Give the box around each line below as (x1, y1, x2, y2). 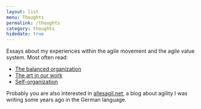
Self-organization (14, 78, 58, 86)
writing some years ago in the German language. (6, 96, 127, 104)
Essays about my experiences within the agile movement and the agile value (6, 47, 195, 54)
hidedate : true (6, 31, 44, 37)
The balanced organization (14, 65, 82, 72)
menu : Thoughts (6, 14, 44, 20)
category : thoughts (6, 25, 55, 32)
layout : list (6, 8, 39, 15)
